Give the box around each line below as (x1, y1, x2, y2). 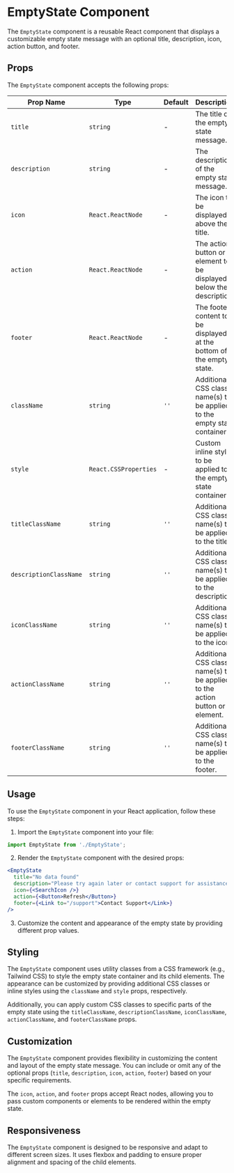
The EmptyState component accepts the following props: (7, 81, 169, 89)
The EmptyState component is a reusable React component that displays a (7, 27, 219, 36)
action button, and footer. (7, 42, 80, 50)
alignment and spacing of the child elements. (7, 1158, 136, 1166)
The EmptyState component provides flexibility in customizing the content (7, 1054, 218, 1062)
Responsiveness (7, 1124, 81, 1136)
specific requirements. (7, 1076, 72, 1085)
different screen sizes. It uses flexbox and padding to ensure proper (7, 1151, 202, 1158)
